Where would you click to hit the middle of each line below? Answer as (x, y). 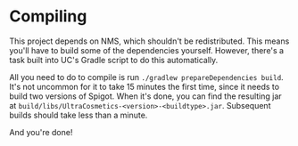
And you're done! (41, 132)
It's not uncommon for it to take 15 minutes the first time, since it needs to (144, 86)
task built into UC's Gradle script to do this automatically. (114, 60)
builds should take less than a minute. (79, 115)
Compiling (48, 16)
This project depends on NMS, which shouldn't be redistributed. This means (149, 41)
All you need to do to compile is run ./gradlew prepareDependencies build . (146, 77)
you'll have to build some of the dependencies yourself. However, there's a (146, 50)
